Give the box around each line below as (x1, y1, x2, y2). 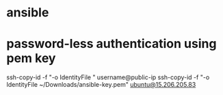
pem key (6, 51, 56, 66)
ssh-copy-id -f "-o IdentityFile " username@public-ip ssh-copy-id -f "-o (6, 73, 210, 81)
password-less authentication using (6, 36, 217, 52)
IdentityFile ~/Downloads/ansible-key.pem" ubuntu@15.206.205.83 (6, 81, 196, 89)
